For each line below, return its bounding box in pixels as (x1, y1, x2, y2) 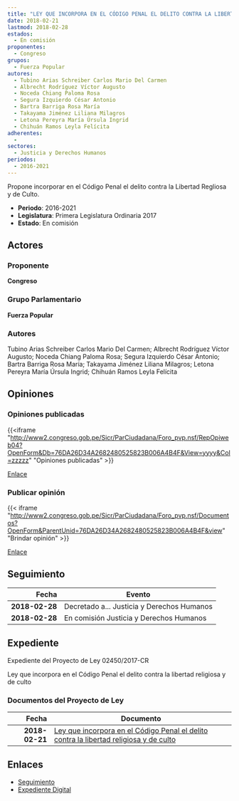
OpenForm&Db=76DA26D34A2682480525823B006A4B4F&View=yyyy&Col (7, 448, 231, 456)
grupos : (7, 57, 31, 64)
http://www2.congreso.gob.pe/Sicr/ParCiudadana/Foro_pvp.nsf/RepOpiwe (10, 433, 229, 441)
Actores (7, 239, 44, 251)
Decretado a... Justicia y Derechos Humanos (63, 601, 213, 611)
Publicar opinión (7, 487, 65, 497)
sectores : (7, 143, 37, 150)
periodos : (7, 156, 37, 164)
